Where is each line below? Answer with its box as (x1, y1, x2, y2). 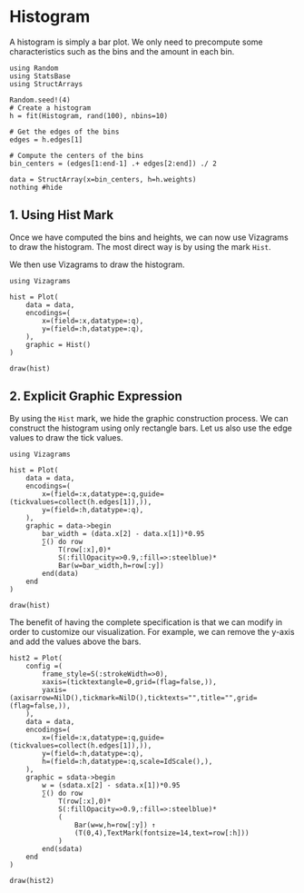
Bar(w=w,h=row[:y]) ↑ (74, 820, 156, 829)
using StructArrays (9, 79, 83, 88)
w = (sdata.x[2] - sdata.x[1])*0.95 (42, 780, 181, 789)
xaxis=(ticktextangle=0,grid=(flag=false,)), (42, 677, 218, 687)
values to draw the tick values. (9, 432, 124, 442)
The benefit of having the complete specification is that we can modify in (9, 616, 283, 628)
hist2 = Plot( (9, 653, 64, 662)
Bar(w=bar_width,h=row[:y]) (57, 561, 165, 570)
